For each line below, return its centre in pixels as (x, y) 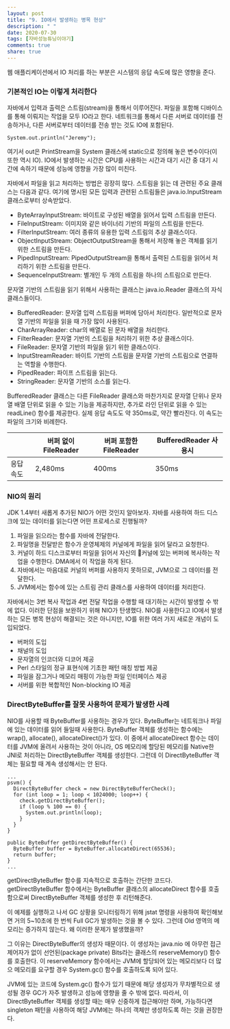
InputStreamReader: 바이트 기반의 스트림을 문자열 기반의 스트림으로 (108, 356)
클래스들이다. (25, 298)
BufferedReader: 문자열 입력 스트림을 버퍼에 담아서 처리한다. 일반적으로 (113, 313)
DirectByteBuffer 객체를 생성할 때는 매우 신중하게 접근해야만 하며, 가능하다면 (110, 1001)
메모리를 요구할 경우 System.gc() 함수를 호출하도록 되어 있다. (96, 969)
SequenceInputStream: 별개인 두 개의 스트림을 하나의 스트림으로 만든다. (114, 275)
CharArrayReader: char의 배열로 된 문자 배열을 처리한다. (93, 330)
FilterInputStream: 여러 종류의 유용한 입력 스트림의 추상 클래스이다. (107, 232)
